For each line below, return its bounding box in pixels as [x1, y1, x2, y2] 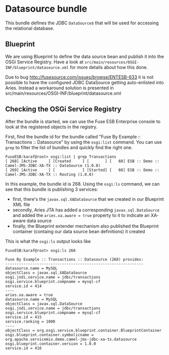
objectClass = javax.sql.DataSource [5, 301, 82, 306]
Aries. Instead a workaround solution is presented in [5, 85, 114, 91]
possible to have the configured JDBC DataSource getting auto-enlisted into [5, 79, 164, 85]
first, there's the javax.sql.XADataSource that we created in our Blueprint [12, 196, 164, 202]
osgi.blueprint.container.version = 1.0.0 [5, 341, 96, 346]
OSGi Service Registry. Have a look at [5, 59, 83, 65]
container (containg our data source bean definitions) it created [12, 228, 145, 234]
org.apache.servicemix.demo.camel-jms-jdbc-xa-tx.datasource [5, 337, 137, 342]
